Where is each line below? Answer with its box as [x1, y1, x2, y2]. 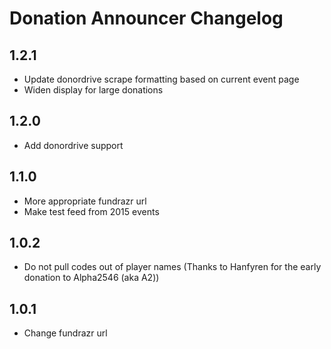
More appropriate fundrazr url [23, 195, 147, 207]
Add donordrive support [23, 139, 124, 151]
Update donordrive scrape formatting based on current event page [23, 73, 300, 85]
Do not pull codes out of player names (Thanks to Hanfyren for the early [23, 261, 322, 273]
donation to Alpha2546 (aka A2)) [23, 272, 160, 284]
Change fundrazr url [23, 327, 108, 339]
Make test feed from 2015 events [23, 205, 160, 217]
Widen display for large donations [23, 84, 164, 96]
